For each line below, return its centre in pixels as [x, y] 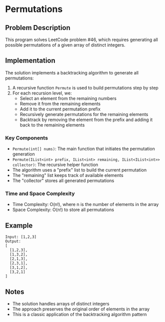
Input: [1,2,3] [21, 237]
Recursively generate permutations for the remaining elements [84, 114]
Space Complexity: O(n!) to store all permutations [63, 210]
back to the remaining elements [52, 125]
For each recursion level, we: [42, 93]
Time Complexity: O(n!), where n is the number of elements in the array [85, 204]
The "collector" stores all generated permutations [63, 180]
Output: [13, 241]
